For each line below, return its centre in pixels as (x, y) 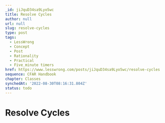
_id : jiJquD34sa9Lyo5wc (30, 10)
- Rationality (24, 56)
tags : (11, 38)
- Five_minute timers (32, 65)
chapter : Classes (23, 79)
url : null (15, 24)
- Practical (22, 61)
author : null (19, 19)
